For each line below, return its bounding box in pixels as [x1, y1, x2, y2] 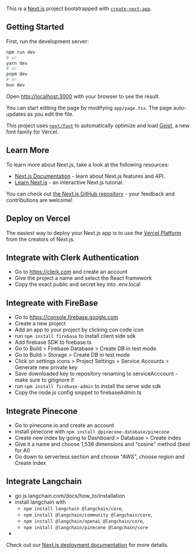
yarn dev [6, 60, 28, 66]
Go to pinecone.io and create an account [14, 422, 115, 429]
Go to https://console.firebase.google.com [14, 314, 119, 321]
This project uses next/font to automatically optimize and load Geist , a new [6, 122, 190, 129]
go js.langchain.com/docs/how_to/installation [14, 492, 125, 499]
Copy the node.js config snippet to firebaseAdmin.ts [14, 389, 142, 396]
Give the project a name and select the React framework [14, 275, 152, 282]
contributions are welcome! [6, 196, 73, 203]
